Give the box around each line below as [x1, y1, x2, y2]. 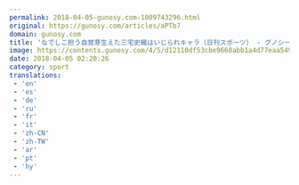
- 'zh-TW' [12, 137, 50, 146]
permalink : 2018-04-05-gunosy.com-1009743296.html [9, 12, 201, 22]
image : [9, 46, 34, 55]
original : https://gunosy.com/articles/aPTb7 [9, 21, 181, 30]
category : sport [9, 63, 69, 72]
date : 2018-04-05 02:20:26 [9, 54, 109, 63]
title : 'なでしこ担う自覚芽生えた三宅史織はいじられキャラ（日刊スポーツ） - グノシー [9, 37, 292, 47]
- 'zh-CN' [12, 129, 50, 138]
